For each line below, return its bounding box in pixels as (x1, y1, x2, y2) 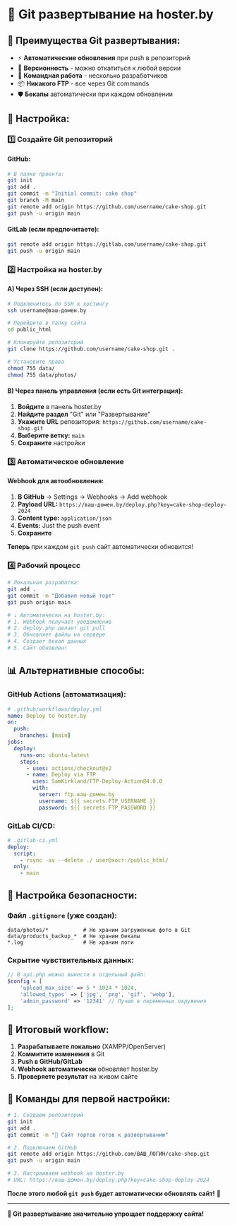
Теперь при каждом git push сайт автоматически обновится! (7, 542, 194, 550)
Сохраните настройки (17, 438, 86, 447)
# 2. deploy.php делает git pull (7, 625, 106, 632)
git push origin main (7, 598, 71, 606)
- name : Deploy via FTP (25, 771, 97, 779)
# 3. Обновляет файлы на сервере (7, 632, 106, 639)
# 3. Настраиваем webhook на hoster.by (7, 1170, 125, 1177)
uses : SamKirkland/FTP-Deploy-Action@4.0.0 (32, 778, 162, 785)
